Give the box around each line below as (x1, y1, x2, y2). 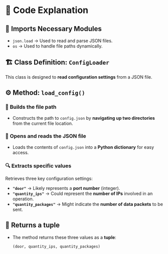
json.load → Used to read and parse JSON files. (12, 38, 113, 44)
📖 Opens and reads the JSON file (5, 133, 86, 140)
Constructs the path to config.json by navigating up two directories (12, 115, 155, 121)
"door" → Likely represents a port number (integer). (12, 185, 120, 191)
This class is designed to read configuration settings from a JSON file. (5, 74, 152, 80)
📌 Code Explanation (5, 5, 89, 16)
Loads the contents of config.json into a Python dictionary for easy (12, 144, 154, 150)
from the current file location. (12, 120, 73, 126)
